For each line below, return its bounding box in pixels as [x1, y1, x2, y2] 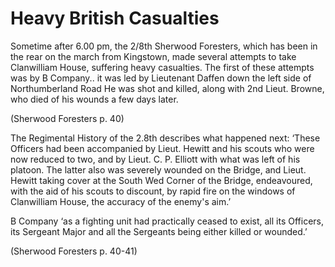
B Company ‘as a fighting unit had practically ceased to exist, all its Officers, [10, 215, 325, 227]
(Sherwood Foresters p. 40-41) [10, 245, 138, 257]
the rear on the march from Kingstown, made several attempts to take [10, 50, 297, 62]
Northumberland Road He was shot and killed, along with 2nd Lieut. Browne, [10, 82, 325, 94]
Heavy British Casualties [10, 7, 220, 30]
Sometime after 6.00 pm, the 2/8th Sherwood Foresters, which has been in [10, 40, 318, 52]
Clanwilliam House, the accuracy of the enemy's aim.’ [10, 195, 232, 207]
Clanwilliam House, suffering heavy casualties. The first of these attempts [10, 61, 315, 73]
